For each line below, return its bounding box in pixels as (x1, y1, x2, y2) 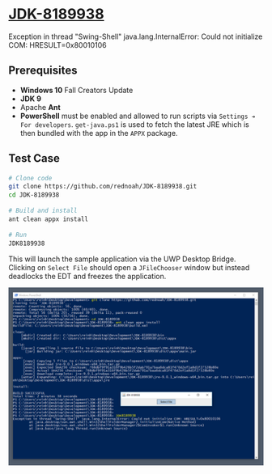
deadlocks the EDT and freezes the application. (8, 271, 167, 281)
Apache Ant (19, 102, 61, 112)
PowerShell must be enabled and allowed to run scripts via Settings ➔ (19, 111, 256, 121)
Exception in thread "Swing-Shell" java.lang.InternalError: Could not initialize (8, 32, 263, 41)
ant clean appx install (8, 215, 89, 223)
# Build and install (8, 207, 79, 215)
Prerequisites (8, 64, 78, 78)
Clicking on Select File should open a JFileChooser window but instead (8, 262, 250, 272)
